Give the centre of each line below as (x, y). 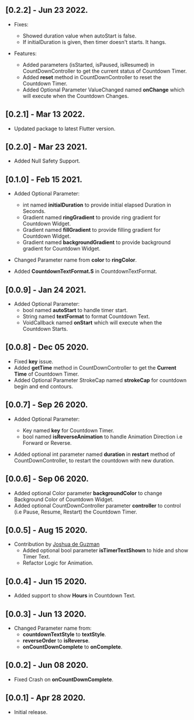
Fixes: (21, 24)
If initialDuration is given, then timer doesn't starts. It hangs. (94, 42)
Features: (25, 53)
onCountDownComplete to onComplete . (72, 647)
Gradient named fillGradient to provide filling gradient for (92, 230)
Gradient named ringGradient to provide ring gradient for (92, 218)
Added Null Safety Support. (47, 161)
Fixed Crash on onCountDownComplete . (64, 679)
